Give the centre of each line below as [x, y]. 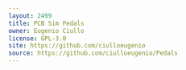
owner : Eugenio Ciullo [46, 31]
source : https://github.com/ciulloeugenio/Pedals [93, 53]
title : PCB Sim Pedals [46, 23]
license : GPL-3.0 [37, 38]
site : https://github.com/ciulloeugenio [77, 46]
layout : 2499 [30, 16]
